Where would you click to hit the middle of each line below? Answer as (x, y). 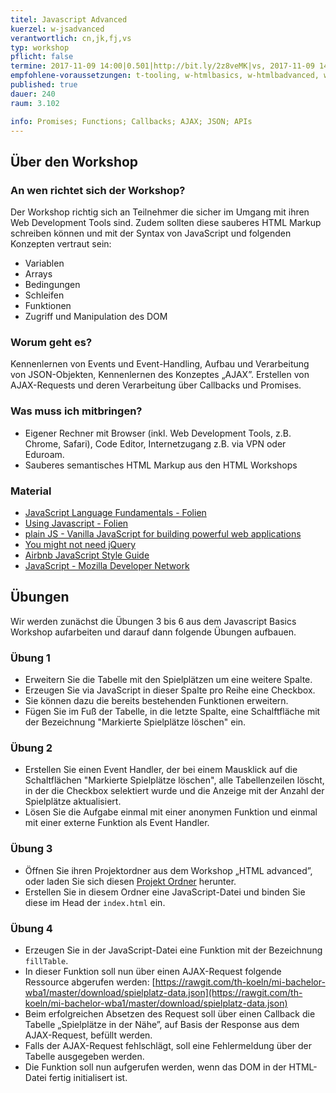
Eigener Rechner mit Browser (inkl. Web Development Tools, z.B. (158, 433)
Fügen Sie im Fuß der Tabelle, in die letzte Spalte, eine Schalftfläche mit (172, 712)
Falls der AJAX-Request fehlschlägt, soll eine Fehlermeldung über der (168, 1045)
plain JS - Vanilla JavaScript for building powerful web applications (163, 533)
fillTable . (46, 960)
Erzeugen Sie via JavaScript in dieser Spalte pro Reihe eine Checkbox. (170, 690)
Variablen (44, 263)
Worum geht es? (51, 342)
